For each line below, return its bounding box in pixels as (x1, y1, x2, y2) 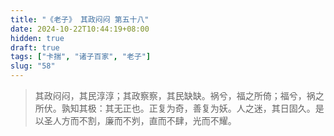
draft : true (10, 42, 60, 53)
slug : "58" (10, 61, 56, 71)
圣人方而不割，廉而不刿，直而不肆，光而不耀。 (43, 115, 237, 126)
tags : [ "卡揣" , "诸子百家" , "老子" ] (10, 52, 152, 62)
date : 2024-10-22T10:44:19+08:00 (10, 24, 150, 34)
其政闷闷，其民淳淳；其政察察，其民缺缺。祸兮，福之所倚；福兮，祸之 (34, 90, 325, 101)
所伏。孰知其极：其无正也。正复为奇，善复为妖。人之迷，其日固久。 (34, 102, 316, 114)
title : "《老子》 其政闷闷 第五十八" (10, 14, 150, 25)
